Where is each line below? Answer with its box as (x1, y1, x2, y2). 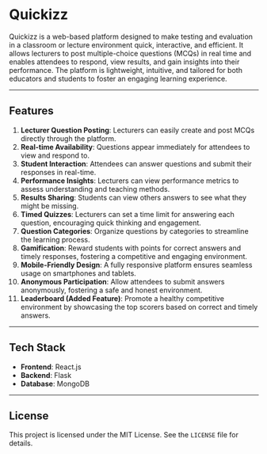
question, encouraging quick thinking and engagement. (20, 218, 201, 227)
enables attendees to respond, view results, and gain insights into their (9, 57, 240, 67)
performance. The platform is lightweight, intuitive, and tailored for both (9, 65, 242, 74)
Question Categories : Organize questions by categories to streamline (20, 226, 249, 235)
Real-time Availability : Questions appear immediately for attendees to (20, 142, 250, 151)
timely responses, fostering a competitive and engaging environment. (20, 251, 248, 261)
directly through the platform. (20, 133, 117, 143)
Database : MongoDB (20, 379, 90, 388)
